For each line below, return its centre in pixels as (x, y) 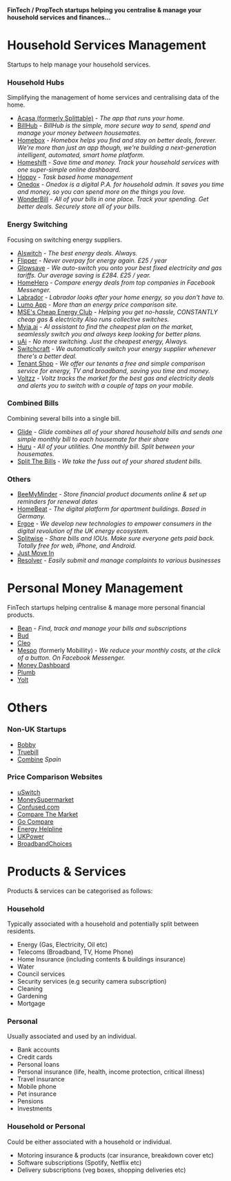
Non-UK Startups (37, 730)
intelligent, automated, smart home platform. (81, 155)
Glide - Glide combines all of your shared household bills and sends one (120, 431)
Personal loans (38, 1065)
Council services (41, 974)
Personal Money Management (95, 588)
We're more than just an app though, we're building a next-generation (117, 147)
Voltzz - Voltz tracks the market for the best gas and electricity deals (115, 378)
